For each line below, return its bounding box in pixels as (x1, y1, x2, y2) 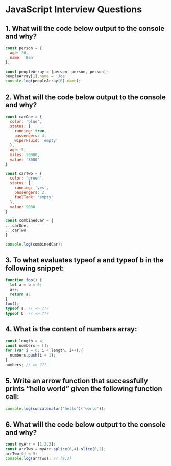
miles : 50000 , (10, 152, 40, 157)
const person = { (5, 46, 42, 51)
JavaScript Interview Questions (5, 4, 142, 15)
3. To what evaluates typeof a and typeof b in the (5, 256, 164, 264)
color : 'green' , (10, 175, 44, 181)
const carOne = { (5, 114, 42, 119)
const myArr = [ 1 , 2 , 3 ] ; (5, 441, 56, 447)
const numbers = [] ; (5, 343, 50, 348)
